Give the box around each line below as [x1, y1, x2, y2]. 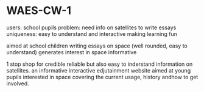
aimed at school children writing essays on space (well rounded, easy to [6, 42, 188, 49]
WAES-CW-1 [6, 4, 72, 18]
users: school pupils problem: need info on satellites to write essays [6, 24, 177, 31]
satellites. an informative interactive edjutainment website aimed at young [6, 66, 191, 74]
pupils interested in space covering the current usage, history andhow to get [6, 73, 199, 80]
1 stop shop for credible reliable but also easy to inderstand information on [6, 60, 193, 68]
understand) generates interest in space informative [6, 48, 137, 55]
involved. [6, 80, 29, 87]
